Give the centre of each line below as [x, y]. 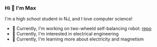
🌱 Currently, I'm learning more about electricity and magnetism [78, 39]
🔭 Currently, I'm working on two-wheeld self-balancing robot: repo [82, 28]
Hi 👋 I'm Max [21, 8]
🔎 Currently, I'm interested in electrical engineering [65, 34]
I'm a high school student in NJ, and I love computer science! [69, 19]
